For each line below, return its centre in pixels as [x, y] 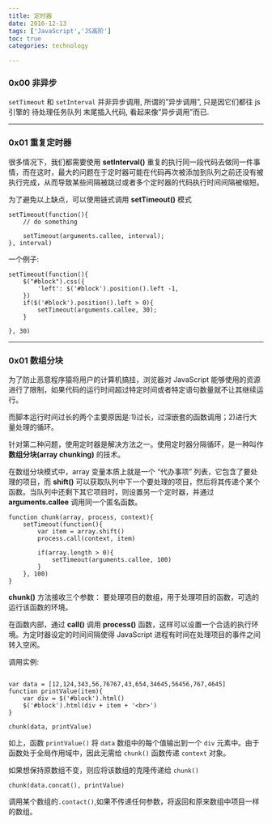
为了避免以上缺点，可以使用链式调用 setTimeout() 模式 [100, 199]
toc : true [25, 38]
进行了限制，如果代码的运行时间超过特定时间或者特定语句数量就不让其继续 [132, 390]
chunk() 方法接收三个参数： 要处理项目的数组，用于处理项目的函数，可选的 [134, 597]
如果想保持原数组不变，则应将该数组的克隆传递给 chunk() [104, 771]
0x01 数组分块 [36, 360]
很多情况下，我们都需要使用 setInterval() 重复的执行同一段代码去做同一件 [131, 162]
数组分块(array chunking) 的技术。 [67, 455]
